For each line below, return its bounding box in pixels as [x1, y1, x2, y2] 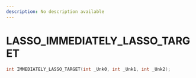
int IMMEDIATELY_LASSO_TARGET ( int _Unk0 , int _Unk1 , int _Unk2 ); [6, 66, 171, 72]
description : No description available [6, 8, 105, 15]
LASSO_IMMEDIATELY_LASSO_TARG [6, 34, 191, 47]
